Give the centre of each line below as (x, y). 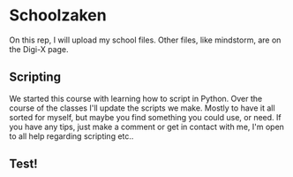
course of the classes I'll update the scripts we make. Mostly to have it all (142, 108)
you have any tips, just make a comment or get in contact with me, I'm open (147, 127)
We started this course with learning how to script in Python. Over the (136, 98)
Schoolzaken (58, 15)
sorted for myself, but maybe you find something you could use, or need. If (145, 117)
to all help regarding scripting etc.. (71, 136)
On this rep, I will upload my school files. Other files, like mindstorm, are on (145, 40)
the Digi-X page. (39, 49)
